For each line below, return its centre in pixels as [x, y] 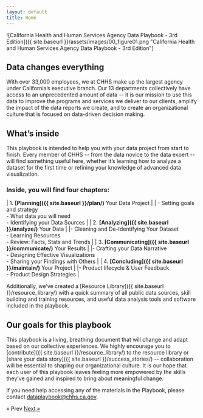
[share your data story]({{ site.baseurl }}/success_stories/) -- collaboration [100, 359]
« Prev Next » [23, 409]
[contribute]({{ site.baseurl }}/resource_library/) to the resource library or [98, 353]
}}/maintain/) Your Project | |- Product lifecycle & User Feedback [88, 268]
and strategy [22, 210]
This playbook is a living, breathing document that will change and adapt [97, 340]
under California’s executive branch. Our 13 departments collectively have [99, 88]
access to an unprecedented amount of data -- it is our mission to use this [99, 95]
